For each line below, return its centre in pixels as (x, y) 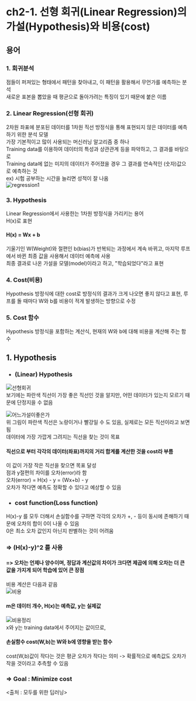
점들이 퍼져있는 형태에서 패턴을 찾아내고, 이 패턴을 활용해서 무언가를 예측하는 (94, 82)
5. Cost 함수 (23, 317)
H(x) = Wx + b (23, 235)
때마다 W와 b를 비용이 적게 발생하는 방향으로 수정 (80, 301)
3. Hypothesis (26, 200)
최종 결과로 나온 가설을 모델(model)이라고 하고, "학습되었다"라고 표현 (85, 263)
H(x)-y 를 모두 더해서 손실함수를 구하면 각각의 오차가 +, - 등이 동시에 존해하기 (94, 517)
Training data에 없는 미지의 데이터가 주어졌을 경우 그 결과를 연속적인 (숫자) (92, 164)
